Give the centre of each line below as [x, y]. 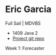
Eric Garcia [28, 9]
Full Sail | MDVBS [23, 23]
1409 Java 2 [25, 33]
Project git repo [28, 38]
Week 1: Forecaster [25, 48]
